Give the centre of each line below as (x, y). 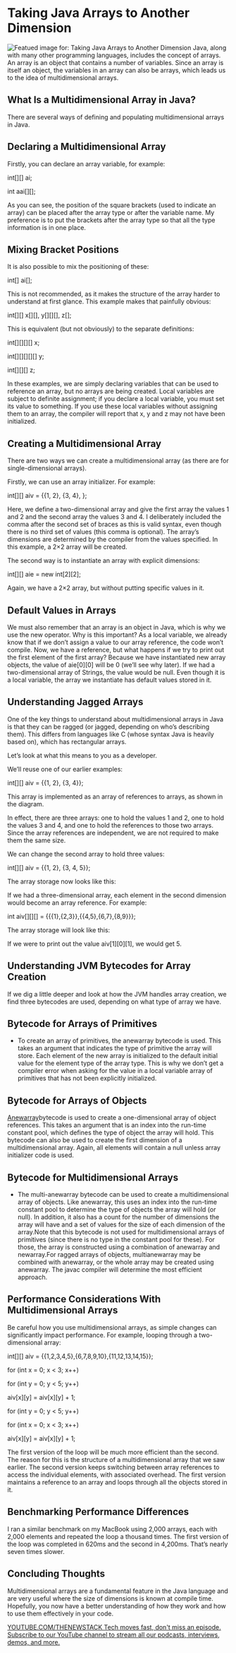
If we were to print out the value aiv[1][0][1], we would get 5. (94, 944)
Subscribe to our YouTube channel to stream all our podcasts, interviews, (114, 1635)
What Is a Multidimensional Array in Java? (101, 100)
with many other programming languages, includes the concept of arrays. (114, 55)
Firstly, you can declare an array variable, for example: (86, 163)
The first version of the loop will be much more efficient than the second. (113, 1452)
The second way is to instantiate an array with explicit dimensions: (104, 561)
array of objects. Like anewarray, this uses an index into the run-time (117, 1202)
